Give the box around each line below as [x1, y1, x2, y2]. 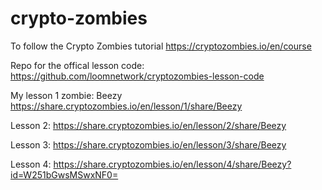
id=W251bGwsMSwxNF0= [10, 168, 119, 181]
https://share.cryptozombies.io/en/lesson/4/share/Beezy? [53, 158, 292, 170]
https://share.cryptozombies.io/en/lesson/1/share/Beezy [10, 100, 243, 112]
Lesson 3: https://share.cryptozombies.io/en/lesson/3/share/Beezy [10, 138, 287, 151]
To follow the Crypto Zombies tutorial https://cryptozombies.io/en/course [10, 40, 312, 52]
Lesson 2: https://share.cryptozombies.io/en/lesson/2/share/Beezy [10, 119, 287, 131]
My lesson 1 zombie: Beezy [10, 89, 123, 101]
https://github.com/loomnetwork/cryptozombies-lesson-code [10, 70, 265, 82]
